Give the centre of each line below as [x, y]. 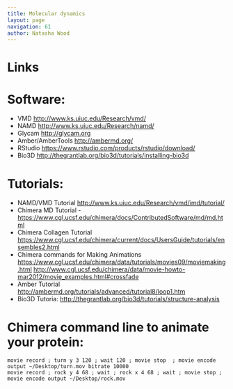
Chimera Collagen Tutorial [55, 232]
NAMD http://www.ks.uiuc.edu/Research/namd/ [86, 126]
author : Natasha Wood [39, 33]
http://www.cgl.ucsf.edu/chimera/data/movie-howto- [110, 269]
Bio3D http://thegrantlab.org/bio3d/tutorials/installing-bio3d [103, 156]
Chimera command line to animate [109, 327]
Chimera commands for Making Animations [79, 255]
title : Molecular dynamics [46, 14]
